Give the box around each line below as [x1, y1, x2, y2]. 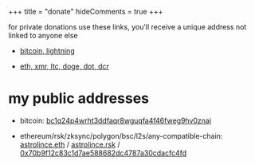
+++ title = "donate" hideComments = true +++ [8, 7, 163, 16]
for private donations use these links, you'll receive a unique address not [8, 22, 247, 31]
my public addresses [8, 89, 150, 108]
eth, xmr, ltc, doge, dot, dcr [19, 61, 110, 71]
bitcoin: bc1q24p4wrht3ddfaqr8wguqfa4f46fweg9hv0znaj [19, 116, 212, 125]
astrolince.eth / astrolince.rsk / [19, 139, 121, 149]
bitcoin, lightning [19, 46, 75, 55]
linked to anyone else [8, 31, 78, 40]
